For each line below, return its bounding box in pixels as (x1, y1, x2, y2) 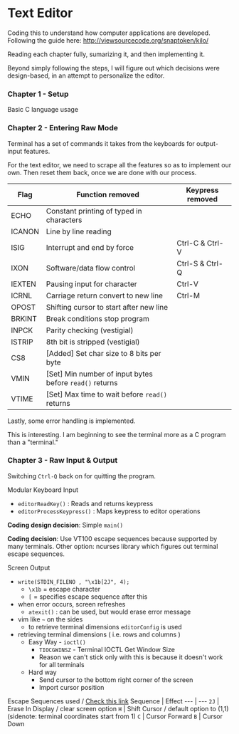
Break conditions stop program (46, 313, 149, 323)
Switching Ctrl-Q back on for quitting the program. (7, 471, 156, 480)
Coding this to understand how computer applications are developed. (7, 28, 211, 37)
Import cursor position (38, 683, 105, 691)
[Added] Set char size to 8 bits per (46, 348, 161, 358)
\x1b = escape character (28, 584, 101, 593)
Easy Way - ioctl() (28, 637, 87, 646)
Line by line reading (46, 226, 112, 236)
